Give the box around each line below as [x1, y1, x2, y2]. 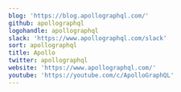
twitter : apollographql [8, 57, 88, 65]
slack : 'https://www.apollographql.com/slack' [8, 34, 167, 42]
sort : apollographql [8, 42, 78, 50]
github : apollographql [8, 19, 84, 27]
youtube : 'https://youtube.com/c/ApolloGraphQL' [8, 71, 175, 79]
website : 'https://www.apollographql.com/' [8, 64, 157, 72]
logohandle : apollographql [8, 26, 99, 34]
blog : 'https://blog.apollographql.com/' [8, 11, 150, 20]
